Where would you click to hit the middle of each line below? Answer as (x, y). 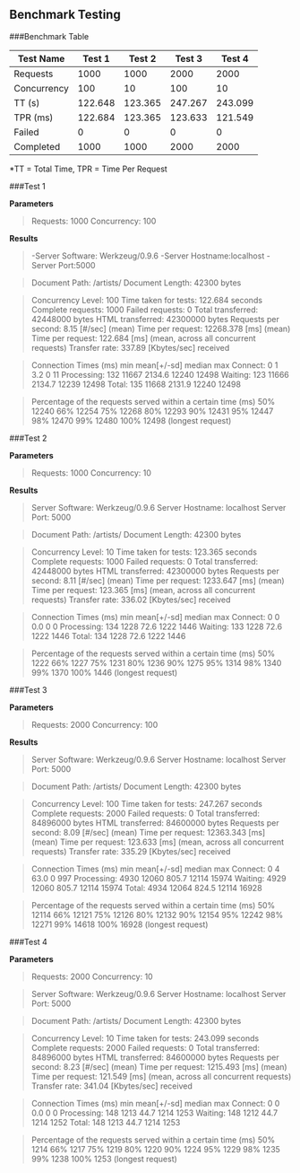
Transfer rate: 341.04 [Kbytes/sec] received (111, 1086)
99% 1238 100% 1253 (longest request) (104, 1159)
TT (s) (27, 102)
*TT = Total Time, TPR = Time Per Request (88, 169)
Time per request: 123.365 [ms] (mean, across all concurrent (143, 590)
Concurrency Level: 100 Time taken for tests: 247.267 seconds (146, 803)
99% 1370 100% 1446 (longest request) (104, 672)
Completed (37, 146)
